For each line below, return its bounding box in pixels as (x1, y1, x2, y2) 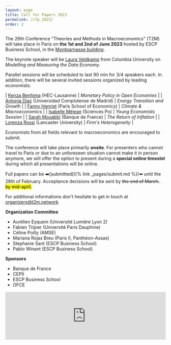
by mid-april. (5, 184, 32, 190)
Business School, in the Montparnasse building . (5, 46, 105, 52)
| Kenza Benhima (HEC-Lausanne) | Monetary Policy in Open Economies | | (5, 92, 163, 98)
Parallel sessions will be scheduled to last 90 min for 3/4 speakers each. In (5, 72, 162, 78)
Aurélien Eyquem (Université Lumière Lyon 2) (12, 219, 108, 225)
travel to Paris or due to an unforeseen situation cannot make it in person (5, 150, 158, 156)
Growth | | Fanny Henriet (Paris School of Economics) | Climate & (5, 103, 142, 110)
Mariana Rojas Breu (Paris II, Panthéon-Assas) (12, 235, 109, 241)
